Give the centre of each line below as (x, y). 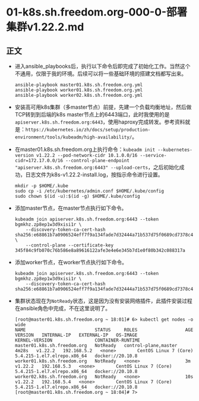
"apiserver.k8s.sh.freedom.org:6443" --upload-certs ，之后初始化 (97, 167)
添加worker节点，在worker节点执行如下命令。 (71, 262)
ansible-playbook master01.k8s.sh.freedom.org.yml (79, 85)
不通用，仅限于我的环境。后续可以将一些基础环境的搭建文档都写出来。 (101, 74)
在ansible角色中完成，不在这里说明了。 (63, 308)
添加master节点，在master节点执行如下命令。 (71, 208)
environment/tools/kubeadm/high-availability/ (73, 137)
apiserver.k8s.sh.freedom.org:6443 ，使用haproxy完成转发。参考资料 (100, 122)
